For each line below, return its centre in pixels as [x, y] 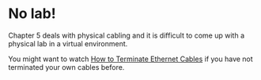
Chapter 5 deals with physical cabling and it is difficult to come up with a [127, 35]
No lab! [32, 14]
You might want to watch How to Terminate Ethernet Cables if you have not [130, 59]
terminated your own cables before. [66, 67]
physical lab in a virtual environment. [68, 43]
